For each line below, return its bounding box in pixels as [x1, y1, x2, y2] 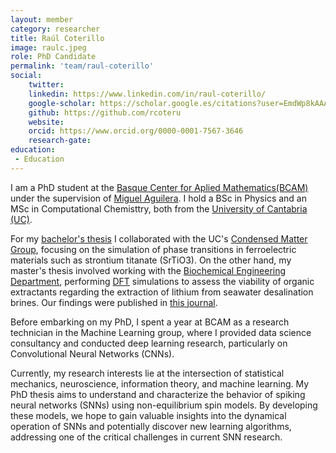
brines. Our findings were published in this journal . [10, 296, 218, 308]
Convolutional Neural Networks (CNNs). [10, 347, 175, 360]
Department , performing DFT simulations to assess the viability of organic [10, 275, 315, 287]
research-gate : [28, 136, 92, 146]
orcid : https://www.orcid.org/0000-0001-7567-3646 [28, 126, 244, 136]
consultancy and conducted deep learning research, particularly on [10, 337, 288, 349]
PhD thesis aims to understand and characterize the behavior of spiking [10, 388, 306, 400]
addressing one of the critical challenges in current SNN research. [10, 431, 283, 443]
